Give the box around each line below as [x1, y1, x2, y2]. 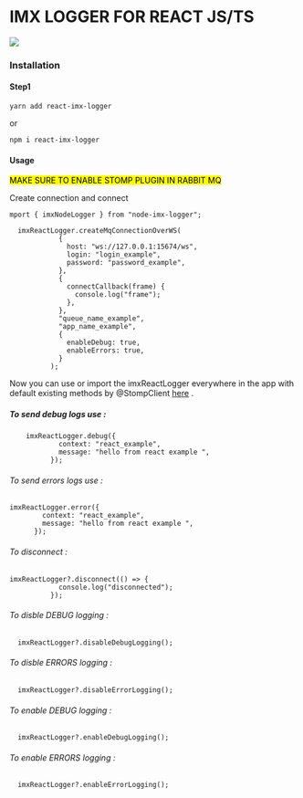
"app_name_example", [57, 322, 137, 331]
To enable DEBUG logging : [9, 705, 112, 716]
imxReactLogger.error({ [9, 503, 100, 512]
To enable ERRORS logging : [9, 751, 116, 763]
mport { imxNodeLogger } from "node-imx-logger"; [9, 210, 203, 220]
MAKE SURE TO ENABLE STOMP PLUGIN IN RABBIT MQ [9, 175, 222, 186]
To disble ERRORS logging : [9, 657, 112, 668]
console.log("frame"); [74, 290, 162, 299]
